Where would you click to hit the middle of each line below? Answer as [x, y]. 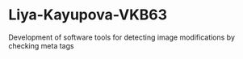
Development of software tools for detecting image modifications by [122, 37]
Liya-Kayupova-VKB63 [88, 15]
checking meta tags [41, 45]
